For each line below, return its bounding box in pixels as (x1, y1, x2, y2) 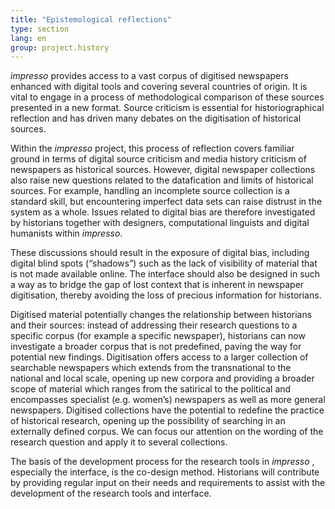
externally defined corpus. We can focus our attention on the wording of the (10, 426, 324, 438)
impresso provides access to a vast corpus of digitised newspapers (10, 70, 289, 82)
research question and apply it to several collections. (10, 436, 228, 448)
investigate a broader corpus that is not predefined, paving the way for (10, 341, 302, 353)
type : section (10, 24, 70, 34)
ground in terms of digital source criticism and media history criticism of (10, 153, 307, 165)
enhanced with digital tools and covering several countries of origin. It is (10, 81, 308, 93)
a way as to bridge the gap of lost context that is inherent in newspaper (10, 279, 305, 291)
